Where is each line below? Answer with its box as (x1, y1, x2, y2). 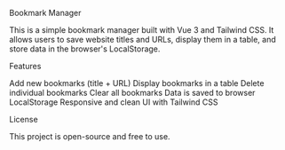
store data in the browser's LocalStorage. (9, 43, 161, 54)
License (9, 114, 38, 124)
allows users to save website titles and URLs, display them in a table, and (9, 35, 277, 44)
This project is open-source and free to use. (9, 131, 170, 141)
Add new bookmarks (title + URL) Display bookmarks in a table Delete (9, 78, 265, 88)
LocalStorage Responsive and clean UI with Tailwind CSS (9, 97, 219, 107)
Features (9, 61, 42, 71)
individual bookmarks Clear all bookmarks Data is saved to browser (9, 88, 256, 98)
